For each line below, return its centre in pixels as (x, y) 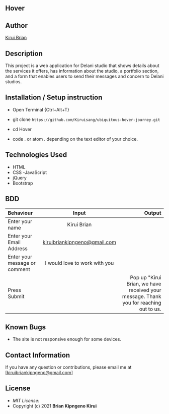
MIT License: (26, 400)
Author (16, 25)
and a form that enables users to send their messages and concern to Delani (84, 76)
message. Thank (142, 297)
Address (18, 249)
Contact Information (38, 355)
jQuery (19, 178)
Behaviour (20, 213)
